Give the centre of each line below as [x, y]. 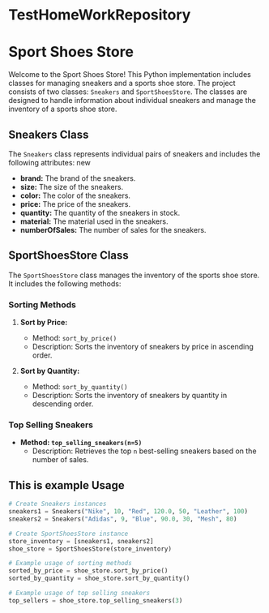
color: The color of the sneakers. [75, 195]
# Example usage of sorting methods [70, 564]
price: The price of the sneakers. [75, 204]
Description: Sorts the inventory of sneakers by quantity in [130, 396]
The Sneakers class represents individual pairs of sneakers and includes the [134, 154]
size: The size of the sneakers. [72, 186]
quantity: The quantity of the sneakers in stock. [100, 212]
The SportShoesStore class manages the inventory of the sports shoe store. [134, 275]
